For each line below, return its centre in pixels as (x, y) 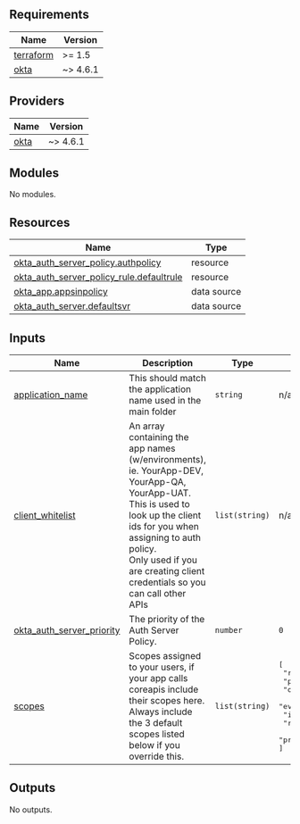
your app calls (158, 678)
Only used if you (163, 560)
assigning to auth (165, 537)
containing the (159, 437)
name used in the (165, 401)
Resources (40, 222)
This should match (168, 379)
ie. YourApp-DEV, (166, 470)
